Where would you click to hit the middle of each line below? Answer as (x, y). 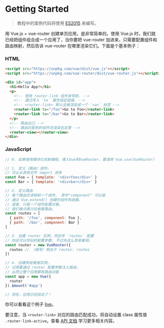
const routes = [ (23, 214)
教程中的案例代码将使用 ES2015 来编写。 (58, 23)
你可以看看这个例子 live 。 (31, 305)
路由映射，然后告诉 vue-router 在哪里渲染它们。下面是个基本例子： (73, 45)
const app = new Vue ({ (28, 276)
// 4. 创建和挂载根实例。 (28, 263)
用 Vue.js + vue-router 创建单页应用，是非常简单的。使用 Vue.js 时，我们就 (81, 33)
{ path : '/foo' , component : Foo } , (46, 218)
